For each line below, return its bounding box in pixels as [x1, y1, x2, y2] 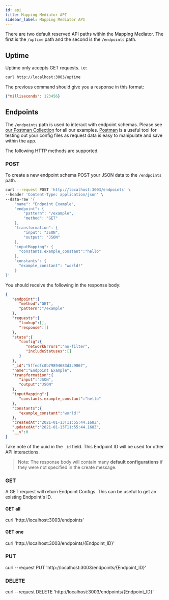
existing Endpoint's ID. [5, 494, 52, 500]
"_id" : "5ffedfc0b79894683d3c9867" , [12, 363, 88, 368]
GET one [5, 529, 24, 535]
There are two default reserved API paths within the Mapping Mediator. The [5, 31, 164, 37]
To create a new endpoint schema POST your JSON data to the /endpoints [5, 172, 162, 178]
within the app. [5, 137, 37, 143]
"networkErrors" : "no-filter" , [25, 344, 90, 349]
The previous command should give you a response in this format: [5, 84, 144, 90]
